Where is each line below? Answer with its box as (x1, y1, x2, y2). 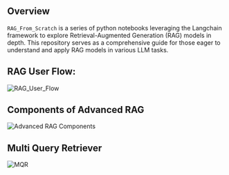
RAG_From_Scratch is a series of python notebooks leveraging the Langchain (7, 23, 223, 32)
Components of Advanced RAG (7, 104, 145, 116)
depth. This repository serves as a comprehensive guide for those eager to (7, 38, 221, 47)
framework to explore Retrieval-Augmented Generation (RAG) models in (7, 31, 212, 39)
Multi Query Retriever (7, 142, 102, 154)
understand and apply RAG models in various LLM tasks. (7, 45, 169, 54)
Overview (7, 6, 51, 17)
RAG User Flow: (7, 65, 76, 78)
